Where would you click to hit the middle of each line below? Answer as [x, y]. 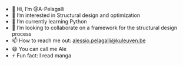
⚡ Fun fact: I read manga [41, 55]
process [21, 34]
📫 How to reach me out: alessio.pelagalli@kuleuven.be [79, 40]
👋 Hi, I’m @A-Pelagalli [38, 9]
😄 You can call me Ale [39, 49]
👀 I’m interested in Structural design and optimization [76, 15]
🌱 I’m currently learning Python [49, 21]
